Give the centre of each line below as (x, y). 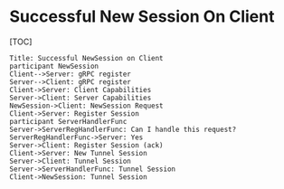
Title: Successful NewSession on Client (87, 58)
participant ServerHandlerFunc (68, 121)
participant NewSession (54, 66)
